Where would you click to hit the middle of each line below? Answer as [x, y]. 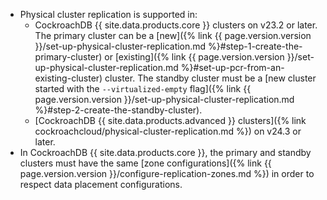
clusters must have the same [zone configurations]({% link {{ [145, 163]
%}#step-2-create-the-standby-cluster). [118, 110]
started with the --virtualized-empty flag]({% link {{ [143, 88]
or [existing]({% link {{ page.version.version [194, 57]
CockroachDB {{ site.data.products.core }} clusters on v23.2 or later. [176, 25]
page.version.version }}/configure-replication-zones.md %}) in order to [167, 173]
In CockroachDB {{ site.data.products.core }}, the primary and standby [165, 152]
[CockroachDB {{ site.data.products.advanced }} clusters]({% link [170, 120]
